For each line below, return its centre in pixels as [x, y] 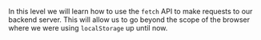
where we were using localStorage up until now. [88, 28]
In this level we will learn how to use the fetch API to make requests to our [130, 11]
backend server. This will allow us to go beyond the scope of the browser [129, 20]
